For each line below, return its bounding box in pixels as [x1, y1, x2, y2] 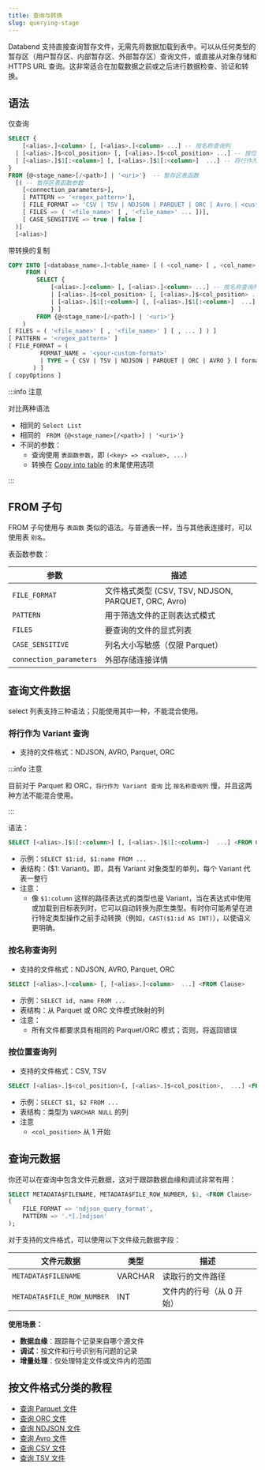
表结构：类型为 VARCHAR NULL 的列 [19, 1107, 129, 1116]
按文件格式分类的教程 [8, 1382, 112, 1395]
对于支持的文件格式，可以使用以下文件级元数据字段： [8, 1235, 181, 1244]
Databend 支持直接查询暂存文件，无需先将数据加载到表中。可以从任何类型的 [8, 41, 256, 51]
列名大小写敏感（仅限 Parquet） [104, 640, 223, 651]
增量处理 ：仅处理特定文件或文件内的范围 [19, 1355, 151, 1365]
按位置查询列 [8, 1047, 58, 1058]
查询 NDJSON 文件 [19, 1423, 81, 1433]
